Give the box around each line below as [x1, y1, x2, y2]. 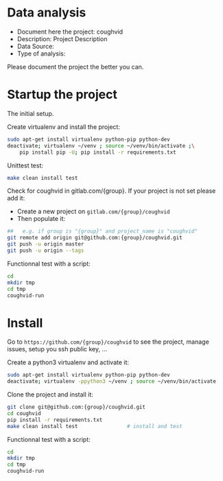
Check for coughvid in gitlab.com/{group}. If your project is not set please [7, 187, 216, 195]
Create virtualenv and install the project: [7, 122, 120, 131]
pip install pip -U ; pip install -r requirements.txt [19, 149, 176, 156]
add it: [7, 194, 25, 202]
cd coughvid [7, 410, 41, 417]
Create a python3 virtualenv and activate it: [7, 358, 129, 366]
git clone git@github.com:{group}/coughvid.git [7, 403, 146, 411]
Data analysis [7, 5, 86, 21]
